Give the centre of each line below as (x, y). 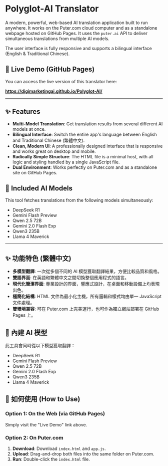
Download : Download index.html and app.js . (59, 448)
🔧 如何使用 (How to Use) (43, 399)
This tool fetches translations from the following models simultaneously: (79, 200)
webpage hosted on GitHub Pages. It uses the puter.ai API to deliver (76, 33)
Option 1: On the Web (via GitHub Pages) (55, 414)
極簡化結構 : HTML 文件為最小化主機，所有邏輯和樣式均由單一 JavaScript (87, 297)
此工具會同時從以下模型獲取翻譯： (40, 345)
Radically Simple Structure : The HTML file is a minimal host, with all (83, 156)
